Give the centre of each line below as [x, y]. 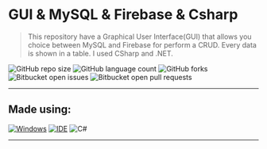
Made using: [40, 110]
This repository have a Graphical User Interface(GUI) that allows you [139, 36]
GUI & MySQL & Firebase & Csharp [123, 15]
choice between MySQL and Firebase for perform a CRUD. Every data [142, 44]
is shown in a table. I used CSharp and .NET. [100, 53]
